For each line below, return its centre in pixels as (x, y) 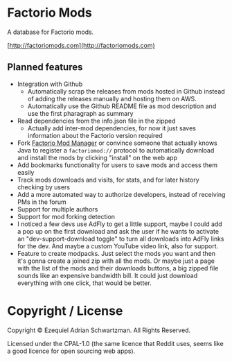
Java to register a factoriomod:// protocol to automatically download (116, 150)
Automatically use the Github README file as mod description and (122, 106)
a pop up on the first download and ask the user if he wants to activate (118, 231)
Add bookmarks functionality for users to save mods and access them (117, 165)
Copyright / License (65, 311)
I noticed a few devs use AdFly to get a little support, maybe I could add (120, 224)
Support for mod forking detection (66, 216)
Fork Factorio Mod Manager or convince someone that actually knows (117, 143)
